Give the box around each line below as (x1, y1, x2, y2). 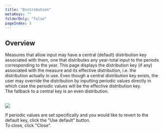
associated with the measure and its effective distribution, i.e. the (5, 67, 137, 73)
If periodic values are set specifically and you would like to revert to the (5, 112, 149, 118)
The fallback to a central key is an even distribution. (5, 89, 109, 94)
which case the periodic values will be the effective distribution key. (5, 83, 142, 89)
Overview (5, 39, 36, 47)
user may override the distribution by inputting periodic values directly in (5, 78, 151, 84)
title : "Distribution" (5, 7, 51, 12)
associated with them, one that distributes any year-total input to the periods (5, 57, 159, 63)
